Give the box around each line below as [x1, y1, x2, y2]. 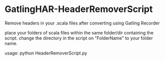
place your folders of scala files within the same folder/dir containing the [4, 29, 154, 35]
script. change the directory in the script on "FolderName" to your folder [4, 35, 153, 41]
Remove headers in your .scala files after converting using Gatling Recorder [4, 20, 160, 26]
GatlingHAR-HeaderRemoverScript [4, 3, 153, 15]
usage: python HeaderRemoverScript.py [4, 50, 88, 56]
